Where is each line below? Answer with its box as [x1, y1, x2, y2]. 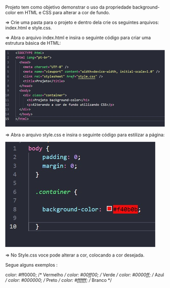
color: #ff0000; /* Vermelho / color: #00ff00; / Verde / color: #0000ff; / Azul [5, 271, 164, 278]
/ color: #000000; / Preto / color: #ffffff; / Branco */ [5, 277, 112, 283]
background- [132, 4, 160, 10]
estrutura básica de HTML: [5, 40, 61, 46]
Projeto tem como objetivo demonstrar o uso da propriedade [5, 4, 132, 10]
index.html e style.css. [5, 24, 52, 30]
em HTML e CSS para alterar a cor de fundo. [17, 9, 110, 15]
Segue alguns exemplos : [5, 262, 58, 268]
